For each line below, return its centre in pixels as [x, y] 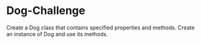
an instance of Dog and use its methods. [57, 34]
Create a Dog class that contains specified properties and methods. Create [100, 28]
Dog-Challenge [46, 11]
